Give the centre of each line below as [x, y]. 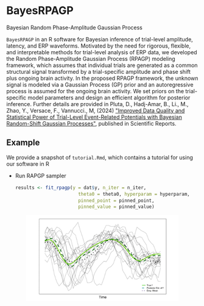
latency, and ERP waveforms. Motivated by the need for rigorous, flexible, [98, 46]
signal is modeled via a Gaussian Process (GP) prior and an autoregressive [100, 84]
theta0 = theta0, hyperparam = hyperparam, [134, 194]
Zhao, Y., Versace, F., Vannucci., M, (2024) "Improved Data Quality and [96, 110]
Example [23, 143]
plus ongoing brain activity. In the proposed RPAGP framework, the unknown [102, 78]
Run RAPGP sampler [41, 176]
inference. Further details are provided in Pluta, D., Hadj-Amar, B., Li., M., [97, 104]
